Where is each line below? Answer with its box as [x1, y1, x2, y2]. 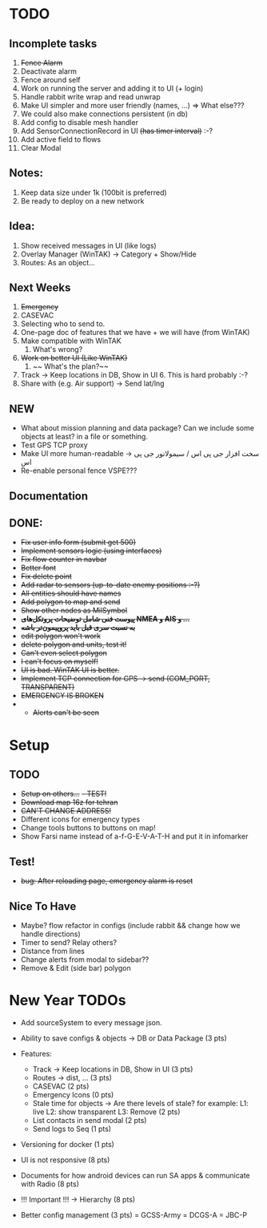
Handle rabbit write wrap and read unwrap [20, 92, 161, 101]
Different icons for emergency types [20, 814, 141, 824]
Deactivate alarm [20, 67, 78, 76]
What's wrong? [32, 345, 83, 354]
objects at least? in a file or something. [20, 432, 149, 442]
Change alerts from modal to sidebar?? [20, 955, 149, 964]
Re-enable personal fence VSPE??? [20, 466, 137, 475]
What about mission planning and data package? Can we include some [20, 423, 255, 433]
